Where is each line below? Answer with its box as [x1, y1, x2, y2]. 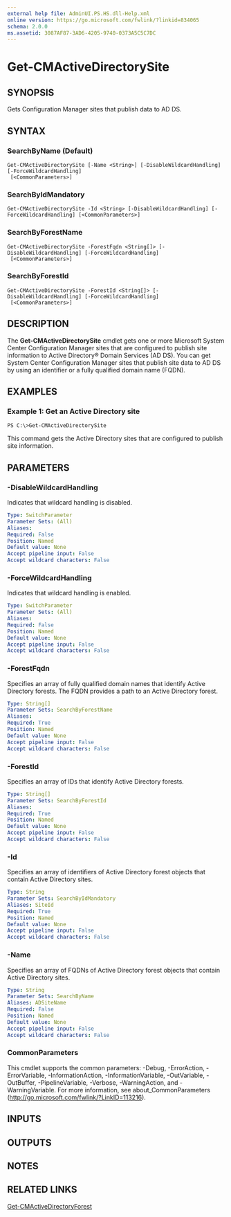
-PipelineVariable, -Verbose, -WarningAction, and [37, 1078, 178, 1087]
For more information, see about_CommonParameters [57, 1085, 211, 1094]
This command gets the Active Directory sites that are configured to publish [7, 434, 223, 443]
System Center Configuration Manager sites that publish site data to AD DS [7, 358, 221, 367]
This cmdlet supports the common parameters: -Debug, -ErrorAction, [7, 1063, 205, 1072]
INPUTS [7, 1113, 41, 1125]
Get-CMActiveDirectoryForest [7, 1202, 92, 1210]
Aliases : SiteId [7, 901, 54, 908]
